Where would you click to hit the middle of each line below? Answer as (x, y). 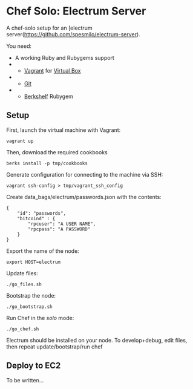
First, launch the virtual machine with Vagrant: (64, 130)
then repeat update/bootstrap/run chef (54, 347)
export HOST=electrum (34, 262)
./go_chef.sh (23, 329)
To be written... (25, 380)
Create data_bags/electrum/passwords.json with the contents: (84, 197)
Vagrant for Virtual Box (52, 70)
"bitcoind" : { (36, 218)
